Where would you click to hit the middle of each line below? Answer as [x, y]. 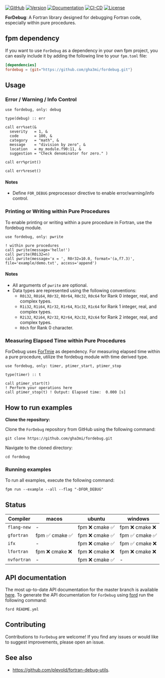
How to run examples [39, 407]
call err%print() [23, 162]
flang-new [19, 527]
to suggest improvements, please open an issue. [55, 642]
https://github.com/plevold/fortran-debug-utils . [61, 669]
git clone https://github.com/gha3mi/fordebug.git [59, 438]
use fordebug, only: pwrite [34, 237]
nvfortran [19, 560]
